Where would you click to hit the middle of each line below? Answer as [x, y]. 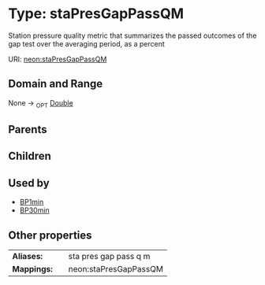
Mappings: [33, 268]
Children [30, 156]
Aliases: [28, 256]
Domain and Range [56, 84]
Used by [29, 183]
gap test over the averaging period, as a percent [87, 43]
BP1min [32, 202]
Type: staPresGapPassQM [96, 14]
